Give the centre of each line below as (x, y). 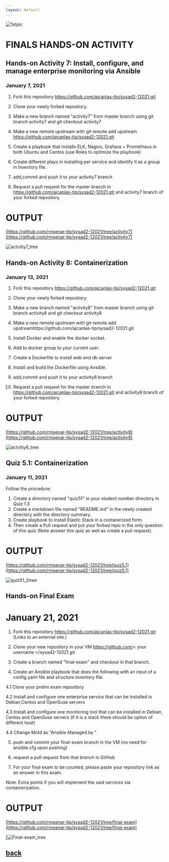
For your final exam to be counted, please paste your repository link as (86, 767)
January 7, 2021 (25, 85)
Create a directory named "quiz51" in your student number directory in (86, 498)
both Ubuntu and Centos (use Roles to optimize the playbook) (77, 152)
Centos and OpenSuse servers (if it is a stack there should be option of (79, 717)
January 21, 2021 (42, 618)
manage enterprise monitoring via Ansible (73, 71)
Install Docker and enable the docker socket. (59, 338)
